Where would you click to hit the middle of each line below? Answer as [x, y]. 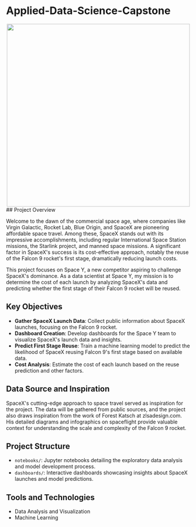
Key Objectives [34, 307]
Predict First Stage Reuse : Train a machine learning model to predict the [102, 346]
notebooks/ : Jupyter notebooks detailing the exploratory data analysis [99, 460]
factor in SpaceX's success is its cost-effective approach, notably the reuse [97, 252]
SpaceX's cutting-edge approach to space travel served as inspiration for [94, 403]
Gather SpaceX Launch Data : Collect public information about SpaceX [100, 321]
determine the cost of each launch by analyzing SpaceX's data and [87, 282]
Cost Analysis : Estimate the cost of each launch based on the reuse [97, 364]
